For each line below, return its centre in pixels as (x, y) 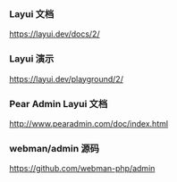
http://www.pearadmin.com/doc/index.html (88, 123)
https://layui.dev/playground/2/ (66, 79)
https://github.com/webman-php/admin (82, 169)
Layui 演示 (32, 59)
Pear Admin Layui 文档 (59, 103)
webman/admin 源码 (55, 148)
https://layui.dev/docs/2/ (55, 34)
